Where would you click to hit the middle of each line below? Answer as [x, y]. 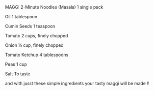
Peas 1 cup [16, 64]
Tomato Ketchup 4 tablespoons [37, 55]
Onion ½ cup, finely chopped [34, 45]
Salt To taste [18, 74]
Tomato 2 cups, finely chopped [37, 36]
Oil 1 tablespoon [21, 16]
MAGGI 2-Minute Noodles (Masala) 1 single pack [54, 7]
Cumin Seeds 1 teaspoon [30, 26]
